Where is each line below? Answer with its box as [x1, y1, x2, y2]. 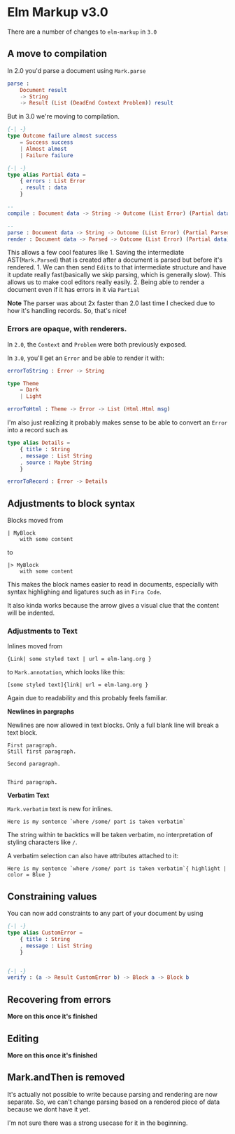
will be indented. [7, 608, 55, 618]
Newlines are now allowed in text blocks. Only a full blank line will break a [7, 721, 219, 730]
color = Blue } [7, 872, 52, 879]
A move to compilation [7, 48, 107, 60]
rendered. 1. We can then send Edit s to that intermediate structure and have [7, 263, 227, 272]
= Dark [20, 387, 39, 394]
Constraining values [7, 890, 97, 902]
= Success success [20, 139, 73, 146]
